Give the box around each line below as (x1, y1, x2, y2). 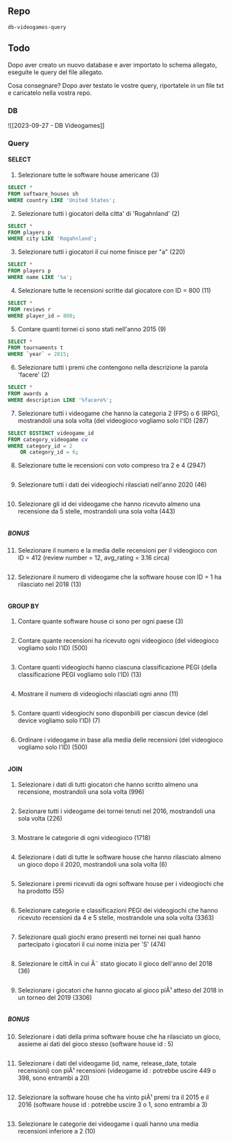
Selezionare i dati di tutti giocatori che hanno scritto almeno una (17, 780, 198, 788)
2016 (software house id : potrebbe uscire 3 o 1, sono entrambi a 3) (17, 1100, 208, 1109)
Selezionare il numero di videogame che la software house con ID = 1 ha (17, 573, 222, 581)
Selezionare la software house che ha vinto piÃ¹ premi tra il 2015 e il (17, 1093, 209, 1101)
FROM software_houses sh (8, 190, 79, 197)
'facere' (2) (17, 370, 50, 379)
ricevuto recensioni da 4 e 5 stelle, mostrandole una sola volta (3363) (17, 913, 215, 922)
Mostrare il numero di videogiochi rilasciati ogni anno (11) (17, 690, 179, 698)
